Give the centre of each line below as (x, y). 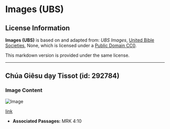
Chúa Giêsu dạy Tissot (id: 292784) (62, 76)
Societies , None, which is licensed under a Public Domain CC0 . (71, 46)
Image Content (24, 91)
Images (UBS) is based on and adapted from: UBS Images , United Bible (80, 40)
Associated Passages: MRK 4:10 (47, 121)
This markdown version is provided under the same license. (68, 55)
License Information (37, 28)
